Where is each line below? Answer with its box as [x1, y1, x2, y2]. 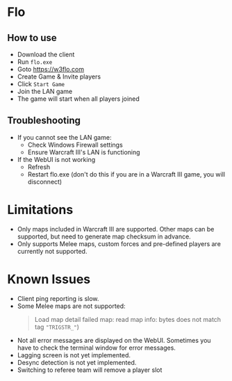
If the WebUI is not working [17, 155, 96, 163]
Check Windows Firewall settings [27, 140, 123, 149]
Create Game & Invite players [17, 72, 101, 81]
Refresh [27, 163, 51, 171]
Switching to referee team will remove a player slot [17, 366, 163, 374]
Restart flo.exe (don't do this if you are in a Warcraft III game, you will [27, 170, 226, 178]
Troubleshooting [7, 115, 81, 127]
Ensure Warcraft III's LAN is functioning [27, 147, 140, 156]
